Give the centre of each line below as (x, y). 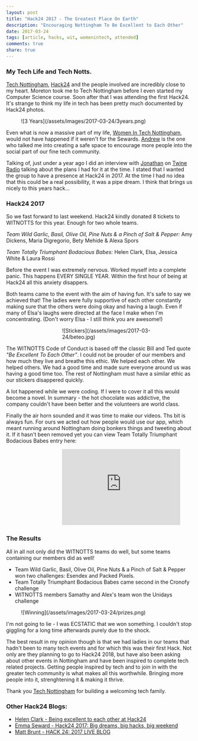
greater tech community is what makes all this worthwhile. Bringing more (95, 673)
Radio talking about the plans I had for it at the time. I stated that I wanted (95, 170)
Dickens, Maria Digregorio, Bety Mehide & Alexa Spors (72, 241)
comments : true (25, 44)
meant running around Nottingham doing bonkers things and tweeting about (99, 428)
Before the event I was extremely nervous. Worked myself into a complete (96, 270)
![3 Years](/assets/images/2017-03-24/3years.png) (83, 121)
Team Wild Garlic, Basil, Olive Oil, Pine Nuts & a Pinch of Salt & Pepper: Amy (99, 234)
